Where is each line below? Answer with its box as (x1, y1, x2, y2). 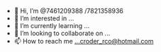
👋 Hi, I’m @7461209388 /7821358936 (13, 7, 124, 15)
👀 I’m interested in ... (13, 14, 74, 22)
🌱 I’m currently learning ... (13, 22, 90, 30)
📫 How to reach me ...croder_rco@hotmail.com (13, 37, 154, 45)
